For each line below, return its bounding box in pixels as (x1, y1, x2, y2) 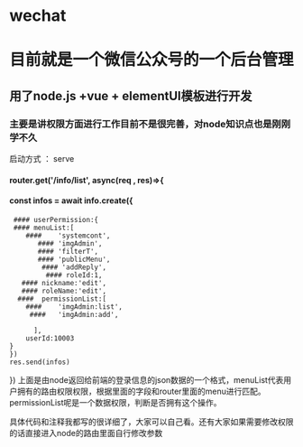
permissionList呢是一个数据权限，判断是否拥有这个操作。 (9, 396, 222, 407)
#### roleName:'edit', (21, 286, 106, 295)
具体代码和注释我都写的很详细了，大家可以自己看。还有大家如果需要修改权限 (9, 416, 294, 427)
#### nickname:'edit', (21, 278, 106, 287)
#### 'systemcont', (25, 231, 111, 240)
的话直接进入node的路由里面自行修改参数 (9, 427, 163, 438)
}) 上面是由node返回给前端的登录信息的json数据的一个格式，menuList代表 (9, 374, 284, 385)
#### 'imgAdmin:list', (25, 302, 124, 312)
